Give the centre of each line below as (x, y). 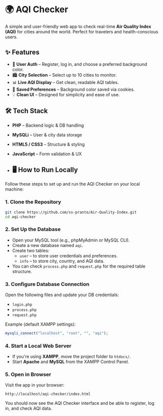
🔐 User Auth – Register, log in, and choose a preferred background (80, 64)
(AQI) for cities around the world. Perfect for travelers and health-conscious (81, 31)
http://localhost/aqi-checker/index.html (48, 394)
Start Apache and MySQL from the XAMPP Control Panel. (70, 362)
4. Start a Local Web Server (38, 346)
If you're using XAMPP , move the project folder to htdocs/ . (71, 357)
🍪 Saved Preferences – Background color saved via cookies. (73, 89)
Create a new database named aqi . (47, 245)
